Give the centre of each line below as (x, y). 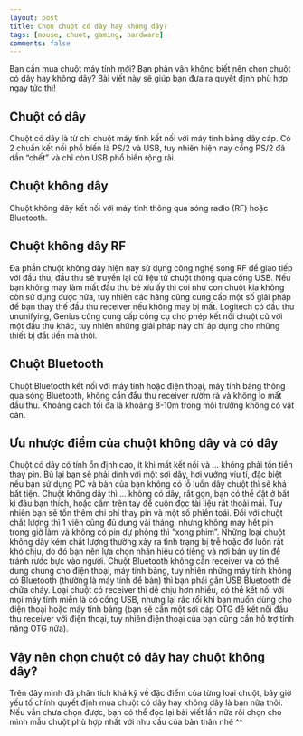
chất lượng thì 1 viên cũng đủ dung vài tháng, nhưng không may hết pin (142, 523)
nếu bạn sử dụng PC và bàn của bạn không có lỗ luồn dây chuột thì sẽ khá (148, 484)
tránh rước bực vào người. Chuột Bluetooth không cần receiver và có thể (144, 561)
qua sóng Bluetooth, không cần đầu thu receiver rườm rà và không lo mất (146, 395)
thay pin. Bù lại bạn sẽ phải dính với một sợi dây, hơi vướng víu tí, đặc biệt (146, 475)
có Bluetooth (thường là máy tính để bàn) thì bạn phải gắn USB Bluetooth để (151, 580)
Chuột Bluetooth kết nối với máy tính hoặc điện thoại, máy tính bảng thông (147, 385)
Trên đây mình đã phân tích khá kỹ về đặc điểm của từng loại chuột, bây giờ (151, 693)
